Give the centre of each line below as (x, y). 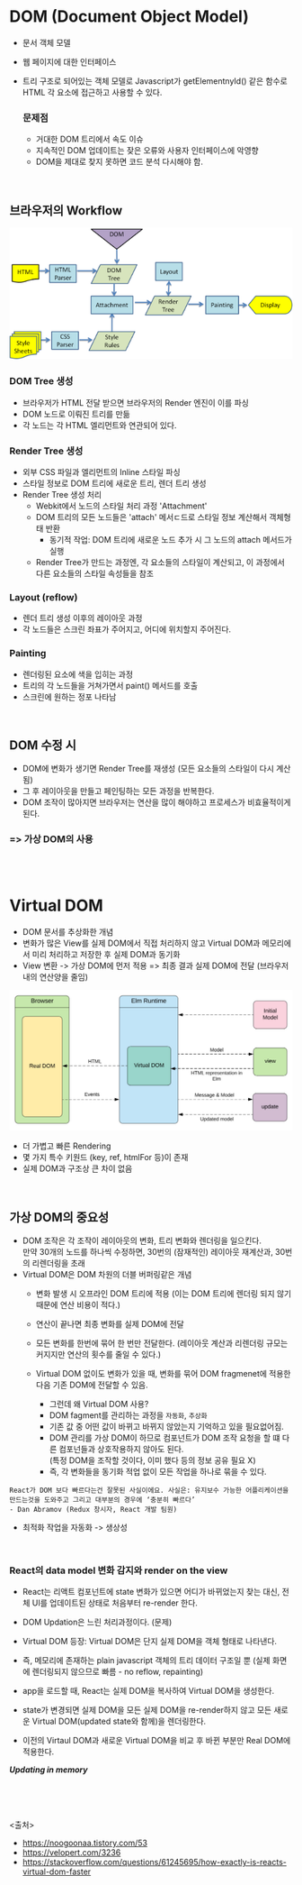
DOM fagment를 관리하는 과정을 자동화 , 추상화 (128, 1415)
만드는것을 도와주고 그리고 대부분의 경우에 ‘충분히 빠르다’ (102, 1500)
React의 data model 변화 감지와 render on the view (119, 1570)
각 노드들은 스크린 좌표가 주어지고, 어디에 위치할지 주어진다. (127, 629)
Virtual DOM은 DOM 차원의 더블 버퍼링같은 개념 (107, 1275)
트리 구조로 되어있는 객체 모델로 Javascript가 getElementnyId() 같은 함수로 (155, 81)
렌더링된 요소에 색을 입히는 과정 (77, 674)
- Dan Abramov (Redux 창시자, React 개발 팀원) (93, 1510)
